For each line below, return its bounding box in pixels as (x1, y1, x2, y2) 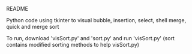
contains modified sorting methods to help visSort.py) (6, 41, 140, 48)
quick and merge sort (6, 23, 59, 30)
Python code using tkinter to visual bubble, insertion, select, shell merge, (6, 17, 187, 23)
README (6, 5, 29, 12)
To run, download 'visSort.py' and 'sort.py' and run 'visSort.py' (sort (6, 35, 175, 41)
